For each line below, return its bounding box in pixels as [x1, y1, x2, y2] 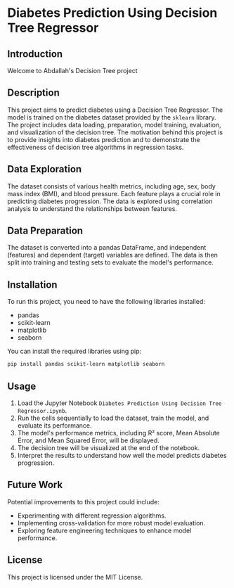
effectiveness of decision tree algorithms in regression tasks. [7, 143, 184, 151]
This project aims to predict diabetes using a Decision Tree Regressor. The [7, 106, 223, 114]
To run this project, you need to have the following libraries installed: [7, 298, 206, 306]
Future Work [7, 479, 63, 491]
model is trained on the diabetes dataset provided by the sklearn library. [7, 113, 216, 121]
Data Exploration [7, 163, 82, 175]
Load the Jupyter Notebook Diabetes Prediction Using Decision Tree [17, 399, 222, 407]
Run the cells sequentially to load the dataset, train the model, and [17, 414, 209, 422]
